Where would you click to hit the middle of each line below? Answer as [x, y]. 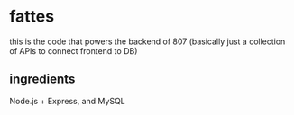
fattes [32, 17]
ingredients [42, 80]
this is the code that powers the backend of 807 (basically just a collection [147, 41]
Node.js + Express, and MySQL [68, 101]
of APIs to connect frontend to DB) [73, 50]
